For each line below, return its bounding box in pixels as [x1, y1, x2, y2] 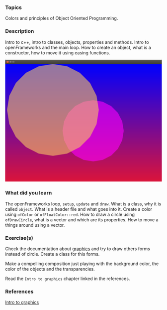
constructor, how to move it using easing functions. [5, 49, 110, 56]
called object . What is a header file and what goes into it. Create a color [5, 206, 153, 212]
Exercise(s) [5, 234, 33, 241]
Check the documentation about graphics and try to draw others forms [5, 246, 150, 252]
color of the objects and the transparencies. [5, 266, 95, 272]
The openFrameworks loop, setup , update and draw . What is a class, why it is [5, 201, 162, 207]
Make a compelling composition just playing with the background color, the [5, 261, 159, 267]
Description [5, 28, 34, 35]
